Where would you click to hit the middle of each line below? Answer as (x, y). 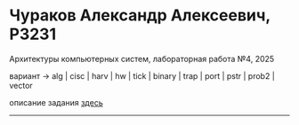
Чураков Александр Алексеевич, (140, 16)
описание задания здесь (57, 102)
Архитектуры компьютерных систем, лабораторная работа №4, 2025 (142, 59)
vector (21, 85)
